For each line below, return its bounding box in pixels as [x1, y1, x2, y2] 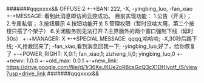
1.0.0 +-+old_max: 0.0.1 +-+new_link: [26, 57, 118, 64]
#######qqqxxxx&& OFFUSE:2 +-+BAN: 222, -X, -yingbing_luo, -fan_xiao [6, 5, 193, 12]
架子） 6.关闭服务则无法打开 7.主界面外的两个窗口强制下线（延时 [32, 27, 194, 35]
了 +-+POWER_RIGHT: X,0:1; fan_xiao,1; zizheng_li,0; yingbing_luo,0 [6, 50, 175, 57]
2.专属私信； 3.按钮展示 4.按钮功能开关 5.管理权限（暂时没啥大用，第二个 [6, 20, 189, 27]
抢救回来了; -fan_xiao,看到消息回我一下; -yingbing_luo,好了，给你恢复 [22, 42, 196, 50]
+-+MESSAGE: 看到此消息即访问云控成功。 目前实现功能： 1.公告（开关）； [6, 12, 192, 19]
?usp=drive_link [6, 70, 46, 77]
